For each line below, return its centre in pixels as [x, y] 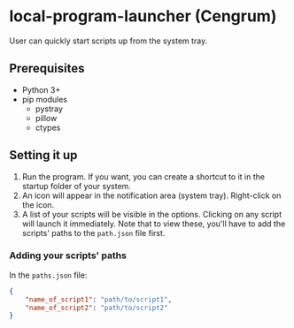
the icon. [38, 204]
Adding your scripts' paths [68, 256]
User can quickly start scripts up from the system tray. [108, 41]
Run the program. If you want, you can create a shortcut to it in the [143, 176]
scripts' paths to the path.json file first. [93, 233]
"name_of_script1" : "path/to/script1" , [99, 299]
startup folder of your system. [76, 186]
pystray [49, 109]
